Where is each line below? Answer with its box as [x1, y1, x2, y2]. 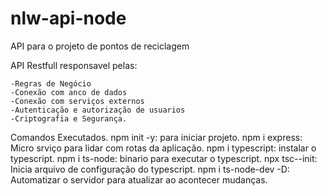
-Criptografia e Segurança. [10, 113, 128, 124]
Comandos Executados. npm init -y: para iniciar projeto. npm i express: [10, 131, 303, 143]
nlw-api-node [10, 7, 127, 30]
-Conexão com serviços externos [10, 96, 145, 106]
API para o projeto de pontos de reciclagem [10, 40, 190, 52]
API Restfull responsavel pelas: [10, 59, 138, 71]
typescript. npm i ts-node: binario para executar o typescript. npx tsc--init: [10, 152, 318, 164]
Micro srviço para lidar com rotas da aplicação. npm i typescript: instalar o [10, 142, 317, 154]
